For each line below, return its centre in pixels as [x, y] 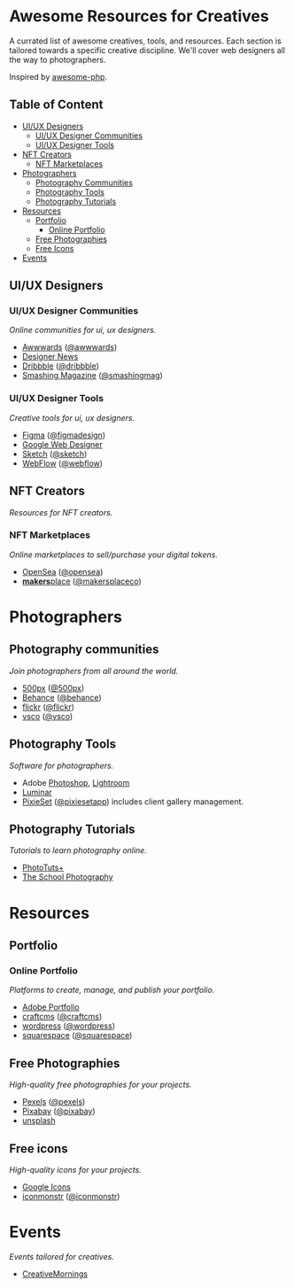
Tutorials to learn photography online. [78, 850]
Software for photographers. [62, 765]
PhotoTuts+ [43, 868]
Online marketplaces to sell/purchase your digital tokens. [114, 555]
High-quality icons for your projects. [75, 1169]
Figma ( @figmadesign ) [64, 435]
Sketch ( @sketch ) [54, 454]
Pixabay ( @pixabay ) [58, 1111]
